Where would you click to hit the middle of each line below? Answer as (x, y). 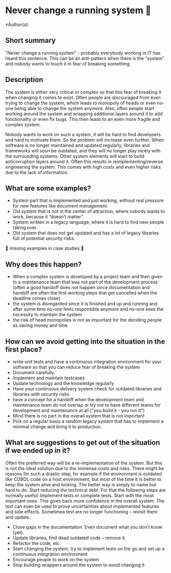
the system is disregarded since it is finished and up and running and (85, 304)
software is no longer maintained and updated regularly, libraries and (78, 145)
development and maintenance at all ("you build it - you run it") (79, 410)
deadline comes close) (36, 298)
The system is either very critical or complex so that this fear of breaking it (83, 92)
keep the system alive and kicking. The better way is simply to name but (81, 484)
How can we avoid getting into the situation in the (85, 341)
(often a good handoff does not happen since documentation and (81, 288)
